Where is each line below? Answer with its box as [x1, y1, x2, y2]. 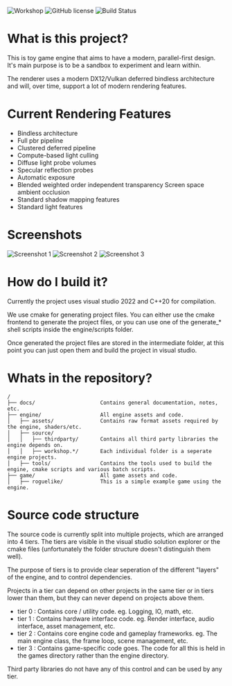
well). [7, 552, 23, 561]
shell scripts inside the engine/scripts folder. [7, 325, 134, 333]
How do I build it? [7, 274, 109, 290]
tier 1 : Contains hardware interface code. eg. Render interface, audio [17, 614, 215, 623]
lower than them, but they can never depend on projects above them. [7, 593, 205, 602]
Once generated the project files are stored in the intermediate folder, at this [7, 338, 224, 346]
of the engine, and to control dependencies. [7, 572, 133, 581]
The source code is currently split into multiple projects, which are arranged [7, 530, 224, 538]
